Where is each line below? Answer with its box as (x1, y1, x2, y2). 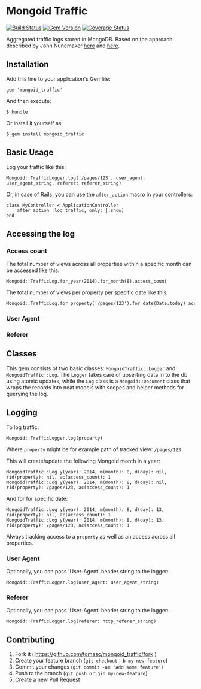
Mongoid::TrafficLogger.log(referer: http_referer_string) (6, 618, 157, 624)
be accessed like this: (6, 267, 60, 274)
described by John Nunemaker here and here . (6, 42, 120, 49)
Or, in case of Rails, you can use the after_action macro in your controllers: (6, 191, 193, 198)
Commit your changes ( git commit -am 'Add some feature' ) (14, 663, 163, 670)
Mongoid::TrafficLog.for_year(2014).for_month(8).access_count (6, 279, 167, 285)
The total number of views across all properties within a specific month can (6, 261, 192, 268)
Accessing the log (6, 229, 75, 239)
